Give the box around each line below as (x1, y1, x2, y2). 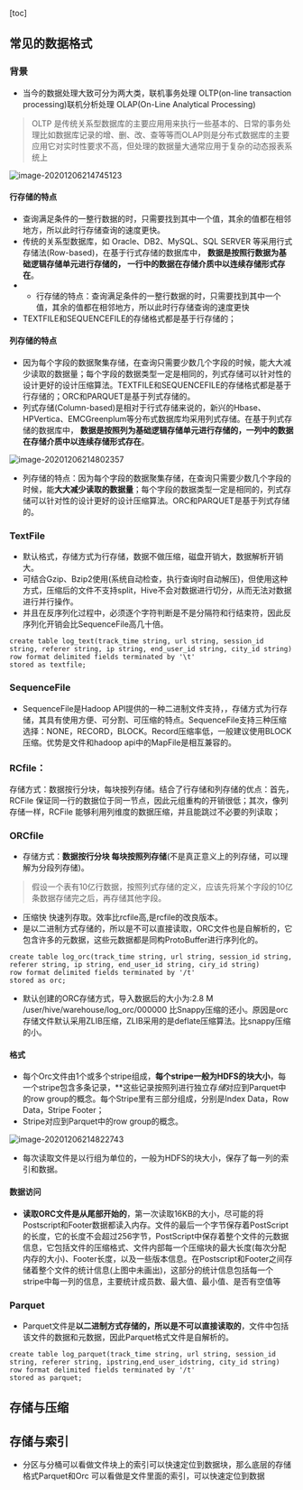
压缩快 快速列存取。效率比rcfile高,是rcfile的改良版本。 (22, 912, 224, 923)
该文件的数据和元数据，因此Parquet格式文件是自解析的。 (22, 1331, 234, 1342)
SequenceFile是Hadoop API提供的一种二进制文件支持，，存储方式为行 (22, 703, 280, 713)
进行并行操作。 (22, 596, 78, 607)
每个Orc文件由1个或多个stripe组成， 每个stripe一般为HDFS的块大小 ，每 (22, 1071, 287, 1081)
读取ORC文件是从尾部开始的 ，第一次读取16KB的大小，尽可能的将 (22, 1208, 264, 1219)
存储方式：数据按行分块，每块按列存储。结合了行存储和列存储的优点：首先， (9, 784, 294, 795)
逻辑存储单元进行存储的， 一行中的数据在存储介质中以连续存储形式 (30, 258, 278, 269)
